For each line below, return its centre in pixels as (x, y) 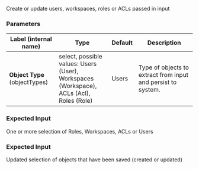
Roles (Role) (76, 101)
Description (164, 43)
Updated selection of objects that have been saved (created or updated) (94, 160)
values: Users (78, 64)
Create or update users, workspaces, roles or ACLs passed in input (88, 9)
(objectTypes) (29, 82)
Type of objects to (164, 67)
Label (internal (31, 39)
